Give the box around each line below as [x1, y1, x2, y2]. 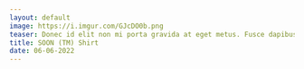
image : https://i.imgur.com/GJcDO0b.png [9, 22, 165, 30]
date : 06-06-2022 [9, 47, 75, 56]
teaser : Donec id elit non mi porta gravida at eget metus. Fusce [9, 30, 265, 39]
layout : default [9, 13, 71, 22]
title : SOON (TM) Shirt [9, 38, 100, 47]
